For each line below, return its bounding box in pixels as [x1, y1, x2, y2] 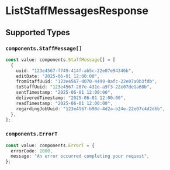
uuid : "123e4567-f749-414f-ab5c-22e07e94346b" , [16, 67, 134, 74]
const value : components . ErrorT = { [5, 142, 95, 148]
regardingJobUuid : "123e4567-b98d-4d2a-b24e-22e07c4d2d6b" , [16, 106, 165, 112]
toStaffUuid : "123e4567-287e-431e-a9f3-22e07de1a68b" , [16, 84, 152, 90]
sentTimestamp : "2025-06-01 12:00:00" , [16, 90, 113, 96]
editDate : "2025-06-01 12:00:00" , [16, 73, 100, 79]
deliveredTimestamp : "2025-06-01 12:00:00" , [16, 95, 126, 101]
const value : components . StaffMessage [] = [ [5, 57, 116, 63]
